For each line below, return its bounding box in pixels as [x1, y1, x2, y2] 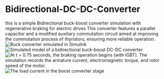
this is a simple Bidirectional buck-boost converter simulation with [5, 20, 141, 26]
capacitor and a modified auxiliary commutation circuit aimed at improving [5, 30, 159, 36]
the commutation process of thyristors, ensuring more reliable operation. [5, 36, 155, 42]
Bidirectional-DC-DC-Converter [5, 3, 140, 15]
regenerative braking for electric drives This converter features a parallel [5, 25, 155, 31]
